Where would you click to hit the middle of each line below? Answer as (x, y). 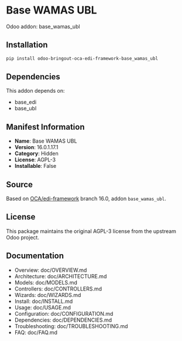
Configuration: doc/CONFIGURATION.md (64, 313)
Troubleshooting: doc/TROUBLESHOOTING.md (71, 326)
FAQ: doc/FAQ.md (36, 332)
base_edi (25, 102)
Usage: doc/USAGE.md (43, 307)
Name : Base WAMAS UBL (46, 141)
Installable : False (35, 166)
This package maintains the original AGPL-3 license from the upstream (91, 231)
